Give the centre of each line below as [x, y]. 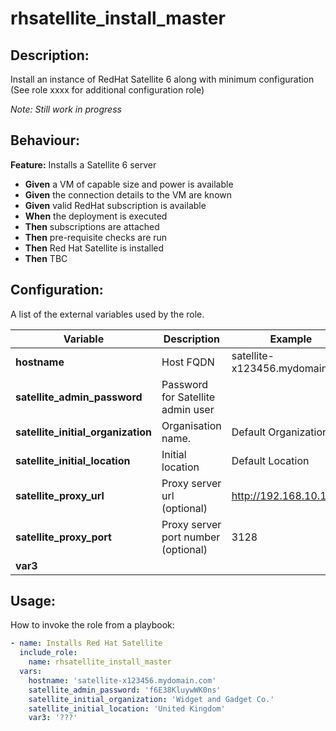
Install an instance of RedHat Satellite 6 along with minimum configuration [162, 79]
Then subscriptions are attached [92, 226]
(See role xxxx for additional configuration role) [107, 90]
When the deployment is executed [96, 216]
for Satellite [188, 397]
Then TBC [46, 258]
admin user [188, 409]
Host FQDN [188, 362]
